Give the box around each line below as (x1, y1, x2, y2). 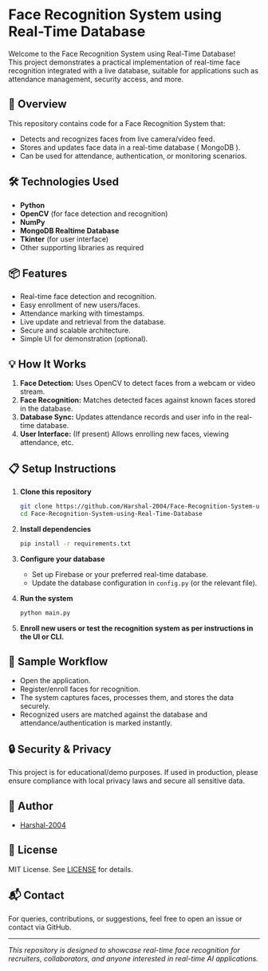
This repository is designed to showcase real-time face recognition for (8, 945, 241, 954)
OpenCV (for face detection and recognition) (19, 209, 168, 218)
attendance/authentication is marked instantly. (19, 718, 173, 728)
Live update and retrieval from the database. (19, 317, 166, 327)
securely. (19, 702, 50, 711)
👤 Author (8, 799, 53, 812)
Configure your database (19, 554, 105, 564)
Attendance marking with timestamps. (19, 309, 145, 318)
